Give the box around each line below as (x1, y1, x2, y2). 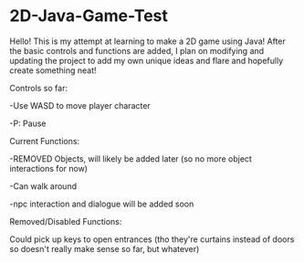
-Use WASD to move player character (9, 100, 151, 110)
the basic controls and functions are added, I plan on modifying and (9, 45, 265, 56)
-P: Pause (9, 118, 47, 129)
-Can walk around (9, 180, 78, 192)
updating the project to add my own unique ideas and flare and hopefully (9, 55, 284, 66)
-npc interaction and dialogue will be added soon (9, 198, 194, 209)
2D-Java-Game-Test (9, 5, 169, 26)
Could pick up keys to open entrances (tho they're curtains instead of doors (9, 234, 295, 245)
